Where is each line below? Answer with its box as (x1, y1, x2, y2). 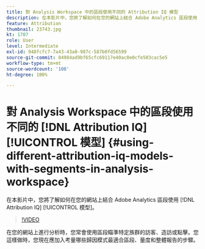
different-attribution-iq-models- (6, 149, 174, 163)
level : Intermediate (6, 43, 59, 50)
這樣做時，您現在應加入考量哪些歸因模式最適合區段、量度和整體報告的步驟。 (6, 236, 199, 243)
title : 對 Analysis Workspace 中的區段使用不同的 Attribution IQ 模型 (6, 9, 179, 15)
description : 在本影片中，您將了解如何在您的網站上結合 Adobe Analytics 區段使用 (6, 15, 198, 21)
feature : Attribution (6, 20, 62, 26)
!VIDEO (21, 216, 40, 223)
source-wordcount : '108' (6, 65, 70, 72)
